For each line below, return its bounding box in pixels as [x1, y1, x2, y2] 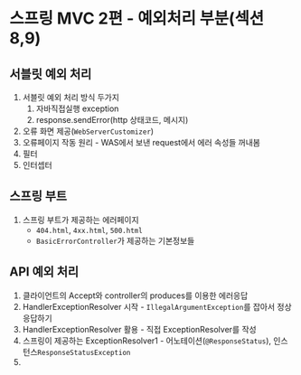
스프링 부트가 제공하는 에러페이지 [22, 214, 139, 225]
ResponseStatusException [37, 348, 131, 357]
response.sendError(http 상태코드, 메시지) [35, 115, 189, 125]
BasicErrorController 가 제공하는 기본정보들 [35, 235, 195, 246]
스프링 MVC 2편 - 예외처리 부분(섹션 [9, 8, 265, 29]
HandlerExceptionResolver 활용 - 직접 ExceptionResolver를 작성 [22, 323, 257, 334]
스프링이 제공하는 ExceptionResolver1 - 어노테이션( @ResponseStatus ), [22, 335, 272, 346]
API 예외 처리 [9, 264, 80, 280]
